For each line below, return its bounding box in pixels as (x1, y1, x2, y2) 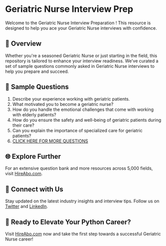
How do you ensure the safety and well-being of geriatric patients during (12, 117, 162, 123)
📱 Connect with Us (5, 185, 63, 194)
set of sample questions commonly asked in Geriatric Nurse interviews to (5, 63, 155, 69)
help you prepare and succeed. (5, 68, 69, 74)
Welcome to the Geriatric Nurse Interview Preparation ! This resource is (5, 20, 151, 26)
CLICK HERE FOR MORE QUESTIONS (12, 138, 88, 144)
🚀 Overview (5, 40, 42, 48)
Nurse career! (5, 236, 34, 242)
